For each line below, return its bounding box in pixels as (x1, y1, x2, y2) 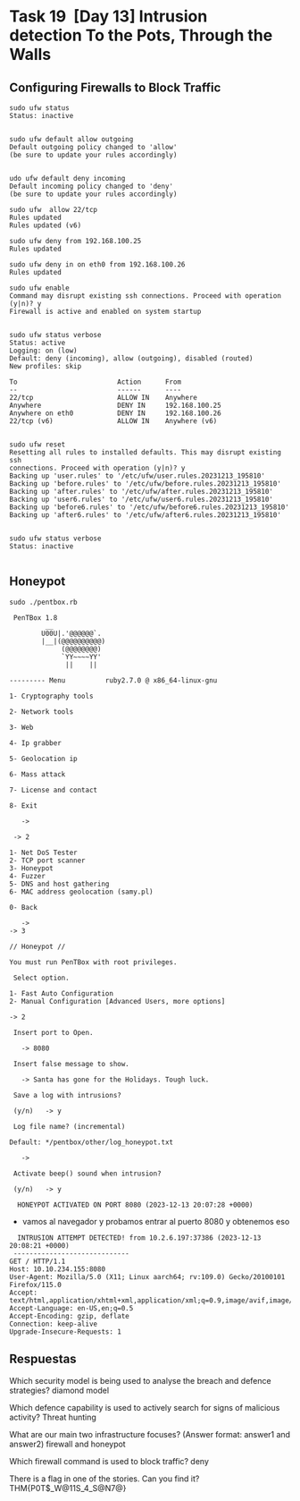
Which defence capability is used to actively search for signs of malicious (9, 1402, 280, 1412)
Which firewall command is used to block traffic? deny (9, 1455, 210, 1466)
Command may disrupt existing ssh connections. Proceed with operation (9, 292, 281, 301)
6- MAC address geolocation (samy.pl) (9, 887, 154, 896)
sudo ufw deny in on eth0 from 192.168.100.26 (9, 260, 186, 269)
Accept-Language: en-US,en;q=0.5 (9, 1303, 134, 1312)
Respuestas (9, 1352, 78, 1367)
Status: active (9, 338, 66, 347)
